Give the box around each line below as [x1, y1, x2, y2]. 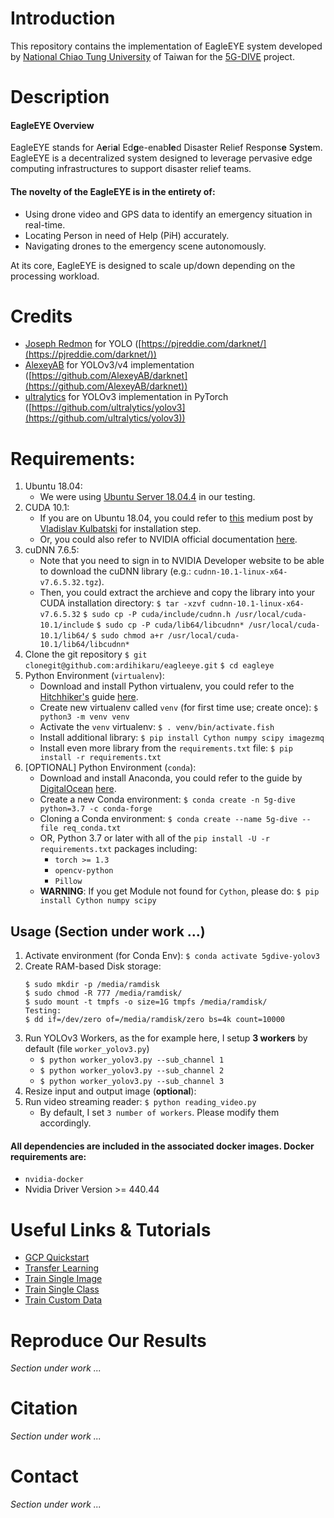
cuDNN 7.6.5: [24, 544, 80, 556]
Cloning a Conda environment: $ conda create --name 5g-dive [39, 813, 298, 825]
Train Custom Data [24, 1294, 103, 1306]
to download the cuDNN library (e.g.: [39, 565, 192, 577]
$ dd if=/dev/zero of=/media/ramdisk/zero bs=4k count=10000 [24, 1015, 286, 1025]
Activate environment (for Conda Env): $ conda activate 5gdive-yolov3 [24, 950, 320, 962]
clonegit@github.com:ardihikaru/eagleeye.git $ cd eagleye [24, 661, 275, 671]
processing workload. [10, 270, 100, 282]
